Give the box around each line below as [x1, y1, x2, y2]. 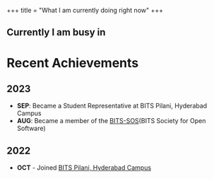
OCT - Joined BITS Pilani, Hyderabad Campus [16, 163, 152, 172]
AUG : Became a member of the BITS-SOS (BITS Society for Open [16, 117, 206, 125]
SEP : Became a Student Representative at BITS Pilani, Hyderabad [16, 102, 208, 110]
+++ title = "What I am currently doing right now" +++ [6, 6, 164, 14]
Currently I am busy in [6, 26, 106, 38]
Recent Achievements [6, 54, 139, 71]
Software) [16, 124, 47, 133]
